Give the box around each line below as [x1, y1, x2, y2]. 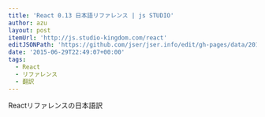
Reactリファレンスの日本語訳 [8, 100, 103, 110]
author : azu [8, 19, 47, 27]
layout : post [8, 26, 51, 34]
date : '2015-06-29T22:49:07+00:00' [8, 48, 125, 56]
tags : [8, 56, 26, 64]
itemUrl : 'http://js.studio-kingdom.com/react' [8, 33, 168, 42]
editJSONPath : [8, 41, 55, 49]
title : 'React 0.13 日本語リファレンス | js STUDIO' [8, 11, 174, 20]
